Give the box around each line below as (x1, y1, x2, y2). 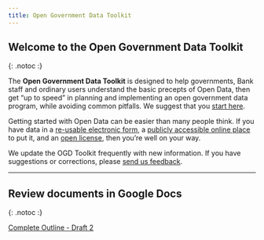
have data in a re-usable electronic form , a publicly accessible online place (8, 125, 251, 134)
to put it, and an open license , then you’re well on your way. (8, 133, 201, 143)
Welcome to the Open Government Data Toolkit (8, 41, 244, 54)
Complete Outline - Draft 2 (8, 223, 94, 232)
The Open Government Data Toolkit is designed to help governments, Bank (8, 76, 254, 86)
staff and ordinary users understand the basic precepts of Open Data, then (8, 85, 251, 94)
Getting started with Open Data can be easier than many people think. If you (8, 117, 255, 126)
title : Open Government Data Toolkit (8, 11, 132, 20)
